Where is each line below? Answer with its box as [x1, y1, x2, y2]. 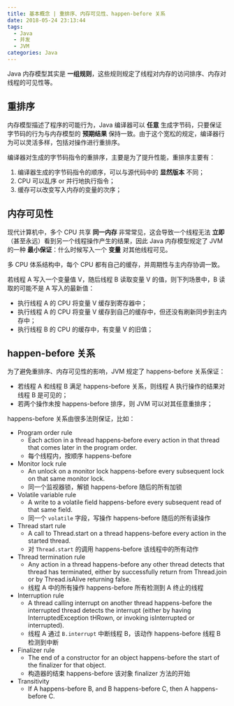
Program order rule [17, 429, 73, 437]
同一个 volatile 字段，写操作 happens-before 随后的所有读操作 [27, 514, 211, 522]
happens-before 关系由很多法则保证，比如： [7, 415, 136, 423]
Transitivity [17, 677, 50, 686]
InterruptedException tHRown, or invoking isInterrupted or [27, 614, 195, 622]
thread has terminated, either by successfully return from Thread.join [27, 568, 227, 576]
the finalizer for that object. [27, 661, 106, 670]
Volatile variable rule [17, 491, 77, 499]
